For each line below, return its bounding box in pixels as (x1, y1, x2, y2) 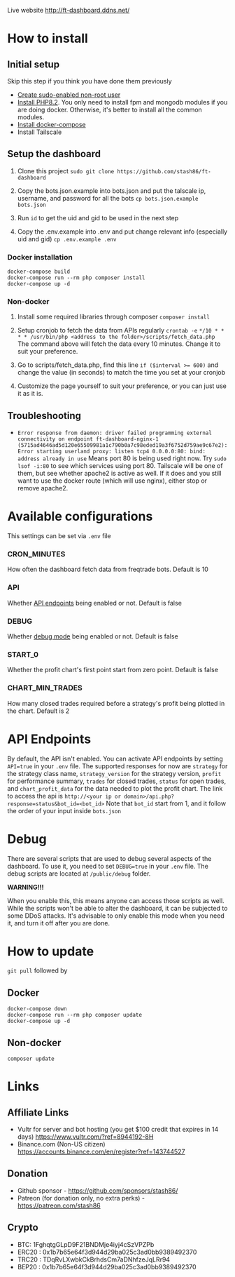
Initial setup (7, 58, 60, 70)
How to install (7, 31, 89, 46)
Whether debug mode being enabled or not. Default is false (7, 632, 178, 641)
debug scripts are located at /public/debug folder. (7, 869, 151, 878)
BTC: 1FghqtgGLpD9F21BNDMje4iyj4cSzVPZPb (17, 1240, 155, 1248)
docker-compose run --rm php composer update (7, 1012, 142, 1019)
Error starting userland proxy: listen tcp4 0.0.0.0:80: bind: (17, 448, 206, 455)
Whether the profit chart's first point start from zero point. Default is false (7, 666, 219, 674)
